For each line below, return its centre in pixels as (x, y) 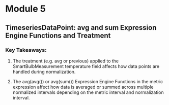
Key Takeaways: (26, 50)
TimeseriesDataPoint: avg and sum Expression (81, 28)
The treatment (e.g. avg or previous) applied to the (65, 61)
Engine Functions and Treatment (58, 35)
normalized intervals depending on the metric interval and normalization (88, 92)
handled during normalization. (44, 72)
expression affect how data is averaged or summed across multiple (83, 87)
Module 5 (25, 9)
